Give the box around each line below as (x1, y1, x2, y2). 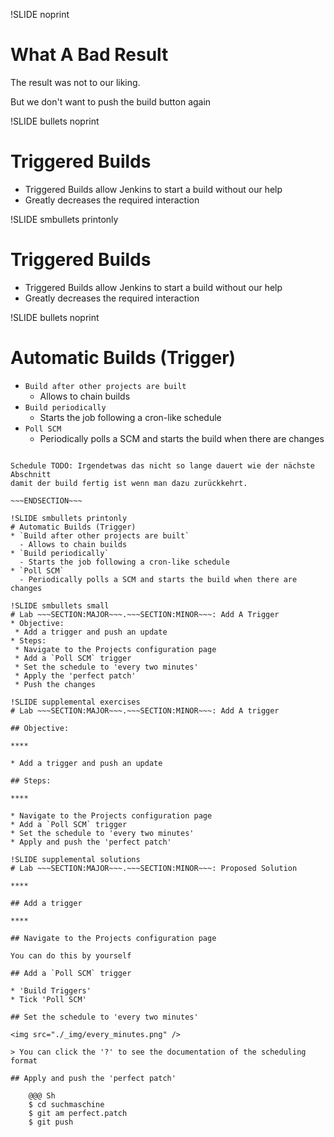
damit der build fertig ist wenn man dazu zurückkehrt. (10, 478, 248, 488)
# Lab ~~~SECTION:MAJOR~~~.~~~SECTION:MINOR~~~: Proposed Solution (10, 863, 298, 873)
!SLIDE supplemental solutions (10, 854, 141, 864)
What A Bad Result (10, 44, 169, 66)
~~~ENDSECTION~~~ (10, 495, 83, 506)
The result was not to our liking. (10, 76, 141, 88)
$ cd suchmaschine (28, 1099, 105, 1109)
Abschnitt (10, 469, 52, 479)
